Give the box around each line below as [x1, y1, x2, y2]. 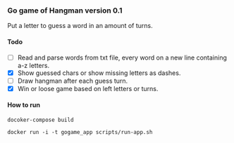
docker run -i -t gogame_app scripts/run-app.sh [7, 128, 153, 135]
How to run [7, 101, 41, 109]
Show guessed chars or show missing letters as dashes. [17, 69, 181, 77]
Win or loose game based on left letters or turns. [17, 84, 159, 93]
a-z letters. [17, 61, 50, 69]
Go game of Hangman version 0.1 [7, 6, 123, 15]
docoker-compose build [7, 116, 74, 123]
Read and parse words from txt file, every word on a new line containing [17, 53, 227, 62]
